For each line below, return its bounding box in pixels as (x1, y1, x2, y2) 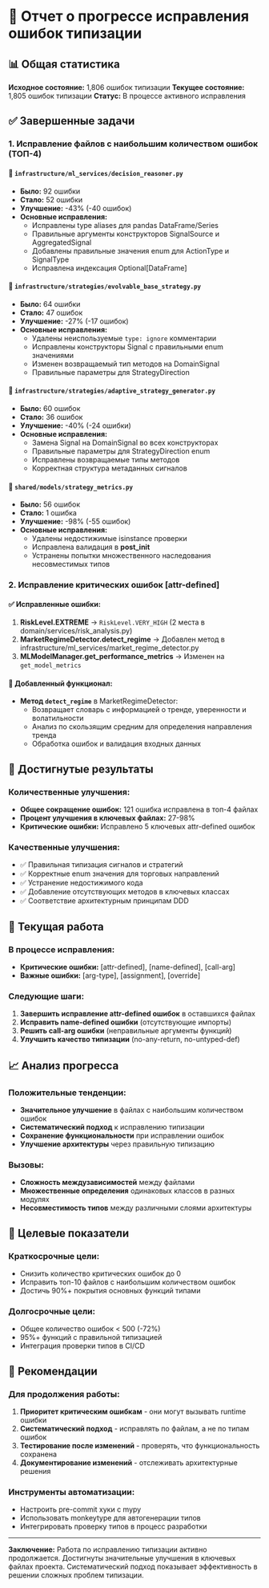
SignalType (31, 254, 70, 264)
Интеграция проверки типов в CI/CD (19, 1341, 146, 1351)
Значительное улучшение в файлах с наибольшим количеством (19, 1105, 244, 1115)
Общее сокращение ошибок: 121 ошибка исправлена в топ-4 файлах (19, 804, 259, 814)
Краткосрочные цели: (8, 1250, 100, 1261)
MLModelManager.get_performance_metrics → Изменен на (19, 652, 225, 662)
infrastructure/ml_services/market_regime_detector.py (19, 643, 199, 653)
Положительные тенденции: (8, 1087, 126, 1098)
